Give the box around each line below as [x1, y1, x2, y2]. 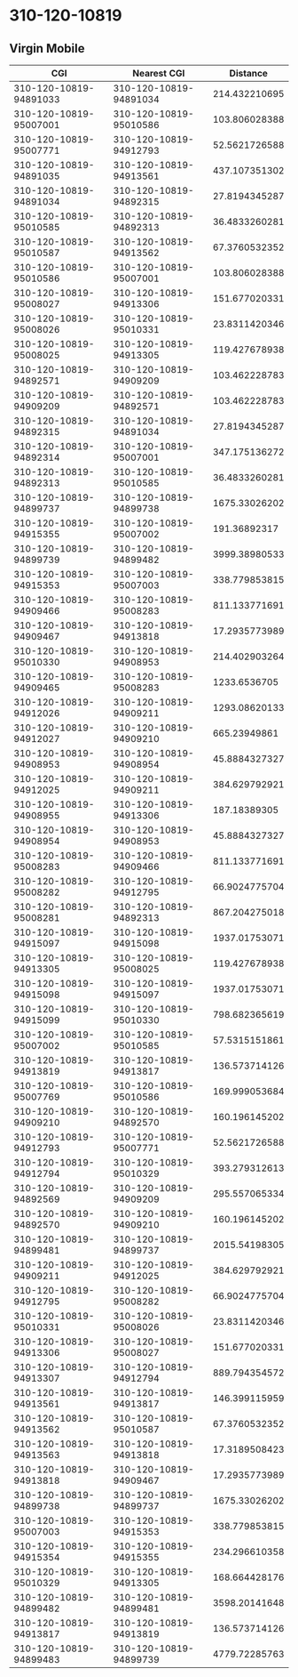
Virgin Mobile [9, 41, 85, 56]
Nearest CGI [132, 68, 185, 79]
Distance [229, 68, 269, 79]
